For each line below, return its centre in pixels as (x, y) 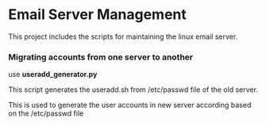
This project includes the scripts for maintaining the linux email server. (123, 36)
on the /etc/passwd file (46, 113)
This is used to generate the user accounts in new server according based (130, 105)
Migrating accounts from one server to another (100, 57)
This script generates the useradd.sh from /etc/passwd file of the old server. (133, 90)
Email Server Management (97, 15)
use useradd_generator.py (53, 74)
